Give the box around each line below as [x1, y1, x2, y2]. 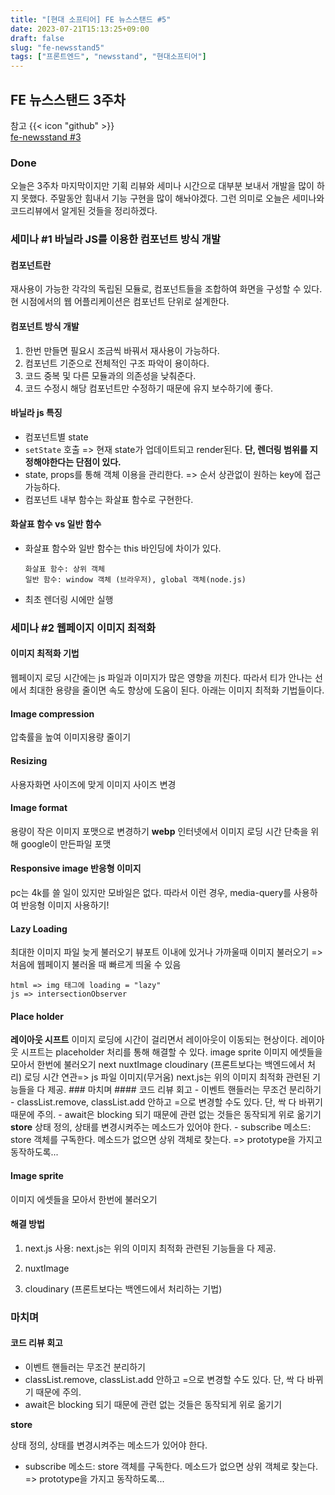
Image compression [10, 707, 95, 720]
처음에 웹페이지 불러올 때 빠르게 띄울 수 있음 [10, 959, 182, 971]
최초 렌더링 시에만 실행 [24, 593, 114, 605]
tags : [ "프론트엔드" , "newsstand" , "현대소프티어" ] [10, 52, 207, 62]
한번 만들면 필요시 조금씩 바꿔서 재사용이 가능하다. [24, 344, 220, 356]
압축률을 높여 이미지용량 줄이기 [10, 731, 132, 743]
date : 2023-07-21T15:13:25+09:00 [10, 24, 150, 34]
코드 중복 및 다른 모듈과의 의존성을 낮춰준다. [24, 369, 197, 381]
